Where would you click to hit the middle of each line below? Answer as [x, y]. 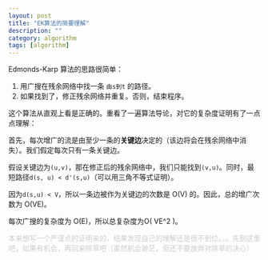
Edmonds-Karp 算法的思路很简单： [66, 70]
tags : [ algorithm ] [39, 46]
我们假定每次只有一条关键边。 [74, 150]
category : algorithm [43, 38]
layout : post [30, 16]
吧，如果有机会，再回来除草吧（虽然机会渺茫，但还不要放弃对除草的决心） [131, 248]
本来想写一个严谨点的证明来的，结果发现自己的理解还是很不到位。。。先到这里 [134, 238]
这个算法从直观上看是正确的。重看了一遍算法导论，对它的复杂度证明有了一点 [134, 114]
